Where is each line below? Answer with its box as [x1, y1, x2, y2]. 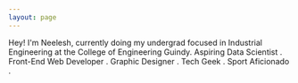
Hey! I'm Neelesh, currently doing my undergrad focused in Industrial [8, 37, 262, 48]
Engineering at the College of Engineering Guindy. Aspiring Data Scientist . [8, 46, 283, 57]
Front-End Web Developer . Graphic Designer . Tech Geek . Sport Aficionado [8, 56, 290, 66]
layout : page [8, 12, 57, 22]
